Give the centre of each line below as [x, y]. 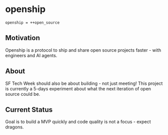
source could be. [23, 94]
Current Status [29, 110]
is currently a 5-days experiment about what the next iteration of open [78, 88]
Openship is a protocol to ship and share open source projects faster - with [83, 50]
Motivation [23, 38]
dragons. [15, 127]
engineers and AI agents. [31, 55]
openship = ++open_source [32, 23]
